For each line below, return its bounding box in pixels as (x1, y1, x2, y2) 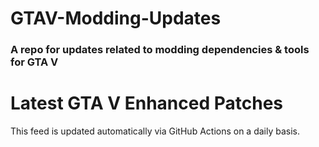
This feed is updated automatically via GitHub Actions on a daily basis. (10, 125, 301, 137)
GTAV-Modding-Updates (10, 7, 222, 30)
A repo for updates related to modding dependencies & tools (10, 43, 310, 57)
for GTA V (10, 55, 59, 69)
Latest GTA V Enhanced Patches (10, 92, 284, 115)
